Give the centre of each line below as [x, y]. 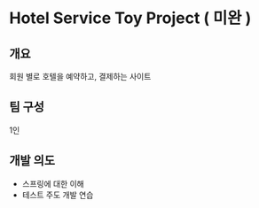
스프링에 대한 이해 [53, 183]
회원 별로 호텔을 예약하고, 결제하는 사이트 [80, 77]
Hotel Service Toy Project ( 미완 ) [130, 18]
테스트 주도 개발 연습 [58, 195]
